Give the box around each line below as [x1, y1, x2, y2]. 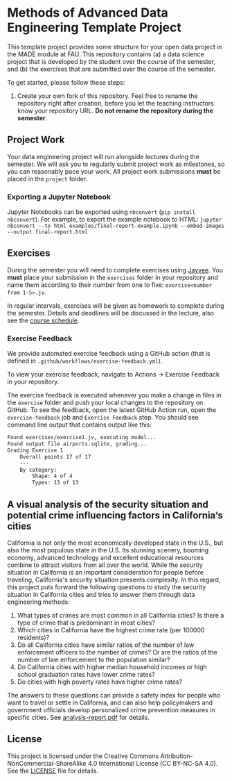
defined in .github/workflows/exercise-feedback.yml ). [7, 356, 163, 365]
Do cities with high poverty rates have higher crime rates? [17, 677, 182, 686]
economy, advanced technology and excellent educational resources [7, 553, 204, 561]
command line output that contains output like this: [7, 420, 152, 429]
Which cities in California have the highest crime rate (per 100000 [17, 625, 205, 634]
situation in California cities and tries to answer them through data [7, 590, 195, 598]
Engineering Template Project [7, 19, 181, 35]
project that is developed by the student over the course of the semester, [7, 57, 216, 65]
